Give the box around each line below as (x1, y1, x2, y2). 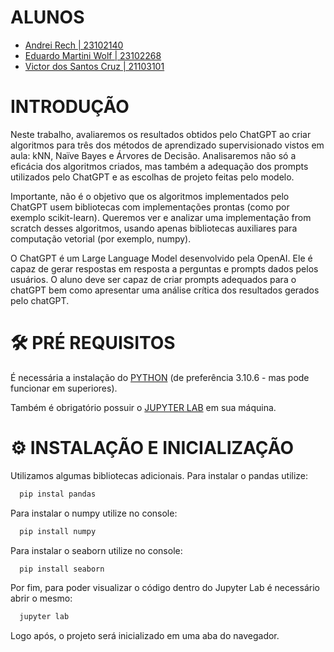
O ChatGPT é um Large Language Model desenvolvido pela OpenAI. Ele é (10, 252, 313, 264)
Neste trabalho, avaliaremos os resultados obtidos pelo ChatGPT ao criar (10, 128, 312, 140)
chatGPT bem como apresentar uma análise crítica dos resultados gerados (10, 284, 320, 296)
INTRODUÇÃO (10, 96, 130, 118)
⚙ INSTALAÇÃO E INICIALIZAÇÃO (10, 437, 295, 459)
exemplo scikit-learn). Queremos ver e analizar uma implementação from (10, 211, 312, 223)
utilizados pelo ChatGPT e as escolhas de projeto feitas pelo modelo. (10, 171, 295, 183)
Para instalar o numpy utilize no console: (10, 507, 178, 519)
